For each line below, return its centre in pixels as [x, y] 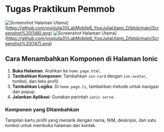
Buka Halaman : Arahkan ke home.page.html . [57, 71]
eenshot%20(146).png [28, 33]
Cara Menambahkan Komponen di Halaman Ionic [82, 59]
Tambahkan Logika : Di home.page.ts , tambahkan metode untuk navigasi [85, 86]
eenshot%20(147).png [28, 43]
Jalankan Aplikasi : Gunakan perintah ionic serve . [63, 97]
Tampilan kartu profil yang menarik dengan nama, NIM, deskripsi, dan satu [81, 120]
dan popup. [24, 91]
